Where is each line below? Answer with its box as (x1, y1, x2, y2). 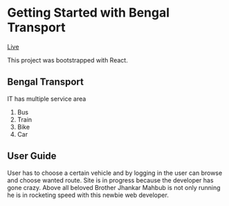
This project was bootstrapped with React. (7, 55, 128, 64)
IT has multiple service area (7, 94, 86, 103)
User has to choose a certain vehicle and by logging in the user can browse (7, 169, 223, 177)
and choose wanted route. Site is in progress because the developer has (7, 175, 214, 184)
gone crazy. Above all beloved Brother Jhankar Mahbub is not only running (7, 183, 221, 191)
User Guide (7, 151, 57, 162)
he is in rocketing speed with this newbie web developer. (7, 191, 170, 199)
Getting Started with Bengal (7, 5, 170, 21)
